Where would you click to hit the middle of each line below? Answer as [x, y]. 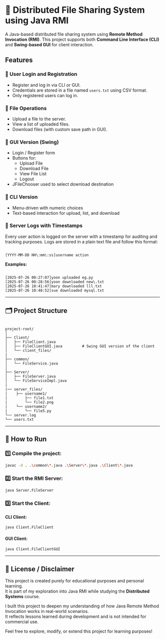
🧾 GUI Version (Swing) [32, 142]
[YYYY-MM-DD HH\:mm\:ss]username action [47, 255]
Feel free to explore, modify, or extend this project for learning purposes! [79, 631]
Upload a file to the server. [39, 119]
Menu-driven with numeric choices [48, 208]
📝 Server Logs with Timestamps [44, 226]
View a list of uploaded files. [41, 124]
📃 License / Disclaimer [40, 569]
